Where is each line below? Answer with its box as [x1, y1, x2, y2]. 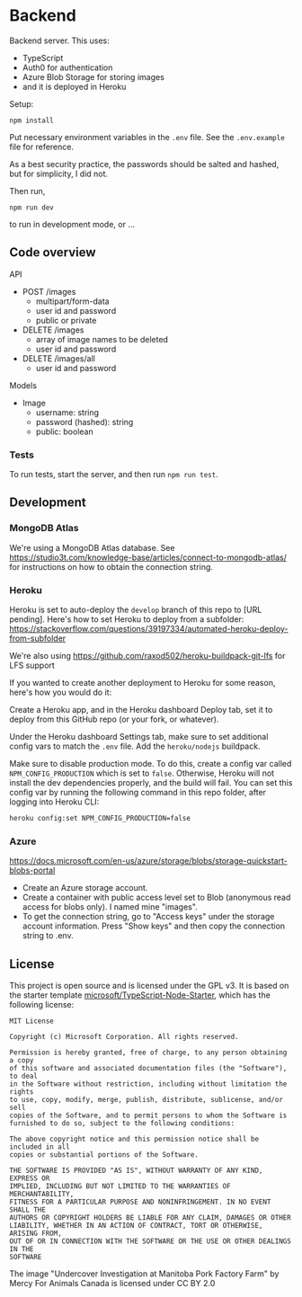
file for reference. [9, 141, 75, 152]
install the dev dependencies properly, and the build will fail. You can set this [9, 777, 293, 788]
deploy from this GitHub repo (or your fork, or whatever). [9, 714, 219, 724]
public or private [35, 315, 97, 325]
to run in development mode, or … [9, 218, 135, 229]
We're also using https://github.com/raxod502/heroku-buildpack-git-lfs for [9, 651, 286, 662]
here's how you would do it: [9, 687, 112, 697]
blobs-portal [9, 865, 56, 876]
